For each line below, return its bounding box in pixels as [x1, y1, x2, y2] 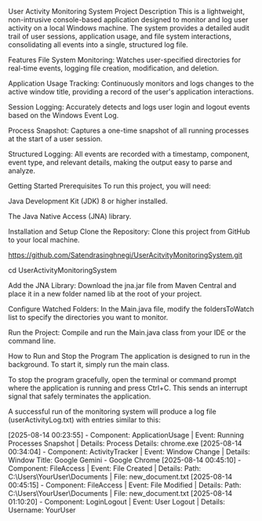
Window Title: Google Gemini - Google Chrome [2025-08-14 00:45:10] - [8, 455, 242, 465]
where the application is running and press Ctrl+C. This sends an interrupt [8, 384, 248, 392]
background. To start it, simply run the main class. [8, 360, 170, 369]
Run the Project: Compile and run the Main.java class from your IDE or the [8, 328, 246, 337]
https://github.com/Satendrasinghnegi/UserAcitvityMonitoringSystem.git [8, 250, 243, 260]
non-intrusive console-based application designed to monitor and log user [8, 15, 249, 24]
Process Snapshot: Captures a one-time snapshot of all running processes [8, 126, 249, 135]
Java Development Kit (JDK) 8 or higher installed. [8, 196, 168, 206]
